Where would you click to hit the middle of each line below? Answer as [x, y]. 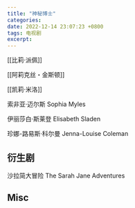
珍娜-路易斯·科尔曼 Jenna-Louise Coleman [68, 134]
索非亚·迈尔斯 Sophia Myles [46, 104]
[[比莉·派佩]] [25, 60]
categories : [24, 20]
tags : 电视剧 [24, 33]
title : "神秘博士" [32, 14]
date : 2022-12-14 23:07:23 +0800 [55, 26]
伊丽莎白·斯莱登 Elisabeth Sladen [54, 119]
